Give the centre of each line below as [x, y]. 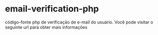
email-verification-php [52, 9]
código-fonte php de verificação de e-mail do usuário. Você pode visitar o [79, 22]
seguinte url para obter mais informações [46, 27]
